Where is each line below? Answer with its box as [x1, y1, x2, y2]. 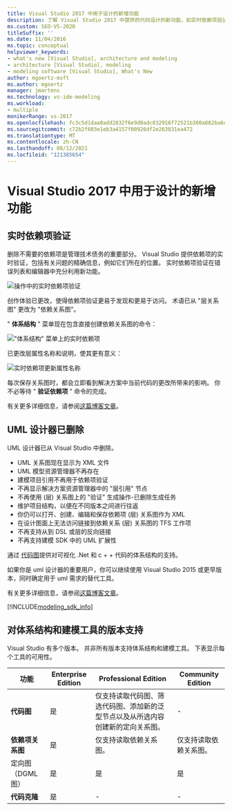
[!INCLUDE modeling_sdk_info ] [7, 602, 93, 611]
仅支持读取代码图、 [95, 691, 157, 700]
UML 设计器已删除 [7, 424, 84, 436]
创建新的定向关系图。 [95, 722, 164, 732]
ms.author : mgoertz [7, 81, 64, 88]
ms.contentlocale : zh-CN [7, 139, 79, 146]
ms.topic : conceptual [7, 42, 70, 49]
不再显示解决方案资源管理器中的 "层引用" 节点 [17, 484, 148, 493]
